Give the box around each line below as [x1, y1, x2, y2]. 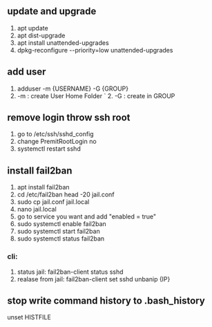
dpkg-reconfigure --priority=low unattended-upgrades [17, 46, 173, 54]
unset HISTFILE [7, 313, 52, 321]
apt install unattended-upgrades [17, 38, 109, 47]
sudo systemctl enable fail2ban [17, 220, 107, 228]
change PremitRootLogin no [17, 138, 97, 146]
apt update [17, 24, 48, 32]
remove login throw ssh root [7, 112, 131, 124]
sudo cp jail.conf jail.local [17, 198, 90, 206]
